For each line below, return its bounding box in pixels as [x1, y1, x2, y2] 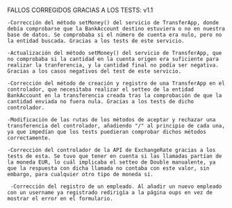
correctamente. [7, 135, 51, 141]
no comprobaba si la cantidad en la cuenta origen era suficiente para [7, 55, 219, 62]
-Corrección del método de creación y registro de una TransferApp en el [7, 80, 226, 87]
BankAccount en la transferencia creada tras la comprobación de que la [7, 92, 222, 99]
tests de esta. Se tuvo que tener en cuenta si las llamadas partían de [7, 153, 222, 159]
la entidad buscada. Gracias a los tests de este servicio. [7, 37, 185, 44]
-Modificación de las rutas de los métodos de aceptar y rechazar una [7, 116, 216, 123]
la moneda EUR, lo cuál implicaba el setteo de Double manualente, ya [7, 159, 216, 166]
